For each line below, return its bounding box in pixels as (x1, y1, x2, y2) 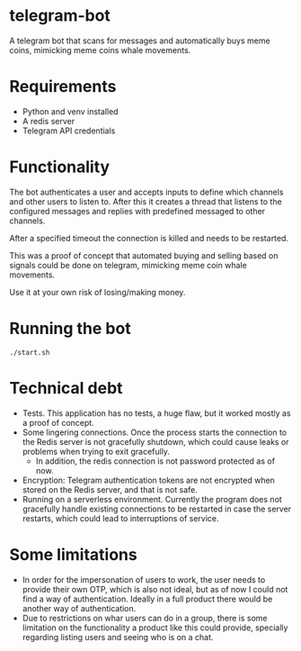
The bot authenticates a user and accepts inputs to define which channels (9, 186, 284, 197)
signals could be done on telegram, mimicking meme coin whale (9, 259, 247, 270)
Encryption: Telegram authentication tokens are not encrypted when (22, 475, 276, 485)
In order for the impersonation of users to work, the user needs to (22, 574, 266, 585)
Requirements (9, 77, 117, 97)
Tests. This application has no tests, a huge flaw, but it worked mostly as (22, 407, 291, 419)
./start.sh (9, 348, 50, 357)
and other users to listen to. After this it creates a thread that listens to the (9, 195, 282, 207)
